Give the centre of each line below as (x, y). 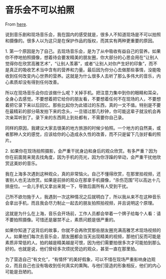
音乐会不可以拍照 (40, 10)
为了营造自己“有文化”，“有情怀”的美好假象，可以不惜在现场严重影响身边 (78, 259)
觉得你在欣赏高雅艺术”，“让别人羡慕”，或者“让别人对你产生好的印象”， (77, 63)
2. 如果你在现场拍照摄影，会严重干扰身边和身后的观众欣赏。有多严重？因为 (81, 151)
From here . (16, 24)
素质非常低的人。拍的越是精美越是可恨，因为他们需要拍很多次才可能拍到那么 (83, 242)
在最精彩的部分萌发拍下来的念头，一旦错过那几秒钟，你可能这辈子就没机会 (81, 111)
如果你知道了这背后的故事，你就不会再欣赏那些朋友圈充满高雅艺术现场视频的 (83, 230)
